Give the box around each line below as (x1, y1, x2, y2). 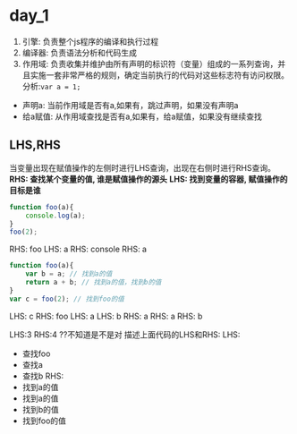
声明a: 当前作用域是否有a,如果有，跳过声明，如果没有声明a (21, 99, 239, 110)
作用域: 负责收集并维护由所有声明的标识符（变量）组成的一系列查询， (21, 58, 278, 69)
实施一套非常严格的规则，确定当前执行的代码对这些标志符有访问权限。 (30, 69, 289, 81)
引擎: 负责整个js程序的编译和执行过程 (21, 36, 159, 47)
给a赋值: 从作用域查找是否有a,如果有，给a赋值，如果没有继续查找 (21, 111, 262, 122)
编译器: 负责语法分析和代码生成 (21, 47, 137, 58)
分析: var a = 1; (21, 81, 81, 91)
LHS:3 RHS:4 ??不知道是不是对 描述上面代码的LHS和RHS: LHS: (9, 328, 241, 340)
